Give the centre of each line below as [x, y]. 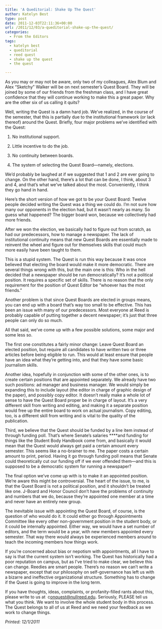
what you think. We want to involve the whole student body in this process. [80, 602]
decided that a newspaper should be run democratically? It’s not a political [79, 275]
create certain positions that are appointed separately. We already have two [81, 380]
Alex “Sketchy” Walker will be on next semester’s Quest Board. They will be [80, 87]
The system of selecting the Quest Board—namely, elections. [73, 165]
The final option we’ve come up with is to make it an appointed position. [77, 476]
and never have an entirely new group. [43, 502]
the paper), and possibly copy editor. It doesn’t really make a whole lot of [78, 395]
